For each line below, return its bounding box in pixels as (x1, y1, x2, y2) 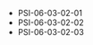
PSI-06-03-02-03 (17, 27, 85, 37)
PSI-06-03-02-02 (17, 17, 84, 28)
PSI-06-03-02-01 (17, 8, 83, 18)
